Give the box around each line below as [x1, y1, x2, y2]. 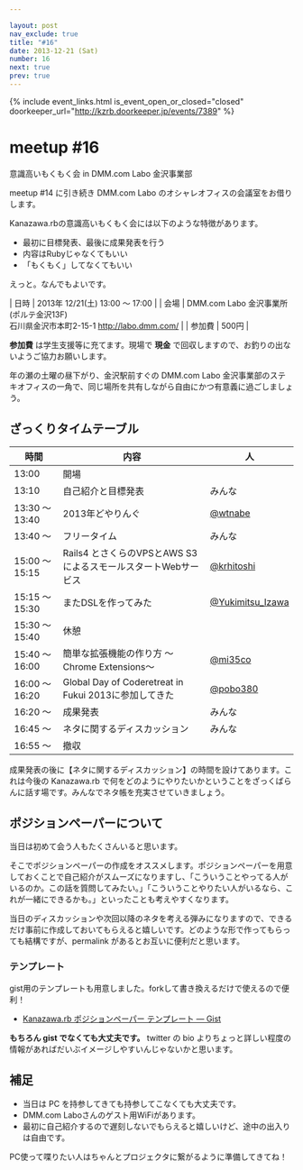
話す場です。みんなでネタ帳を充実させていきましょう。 [24, 786, 230, 798]
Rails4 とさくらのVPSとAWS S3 [62, 546, 198, 559]
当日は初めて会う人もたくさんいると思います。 [9, 841, 183, 852]
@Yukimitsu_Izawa [209, 596, 289, 608]
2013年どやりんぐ [62, 507, 142, 519]
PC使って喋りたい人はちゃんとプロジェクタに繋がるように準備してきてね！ [9, 1151, 289, 1162]
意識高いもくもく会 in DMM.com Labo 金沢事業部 [9, 168, 193, 178]
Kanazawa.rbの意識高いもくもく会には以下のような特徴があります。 [9, 217, 263, 228]
